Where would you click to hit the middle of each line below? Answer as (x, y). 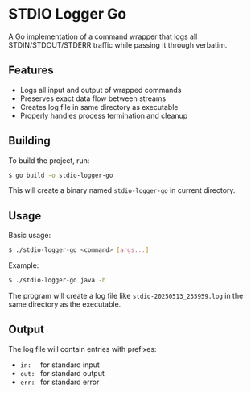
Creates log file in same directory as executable (99, 107)
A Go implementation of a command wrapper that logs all (103, 36)
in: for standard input (60, 365)
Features (31, 71)
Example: (24, 265)
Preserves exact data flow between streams (93, 98)
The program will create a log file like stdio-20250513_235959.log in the (126, 296)
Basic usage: (30, 236)
